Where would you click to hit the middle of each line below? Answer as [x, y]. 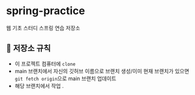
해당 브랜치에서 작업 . [39, 86]
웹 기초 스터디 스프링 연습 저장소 [43, 28]
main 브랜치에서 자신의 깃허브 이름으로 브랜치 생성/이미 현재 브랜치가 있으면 [102, 71]
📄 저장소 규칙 [29, 48]
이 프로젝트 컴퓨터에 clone [45, 64]
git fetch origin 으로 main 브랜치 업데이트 [65, 78]
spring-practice [46, 11]
